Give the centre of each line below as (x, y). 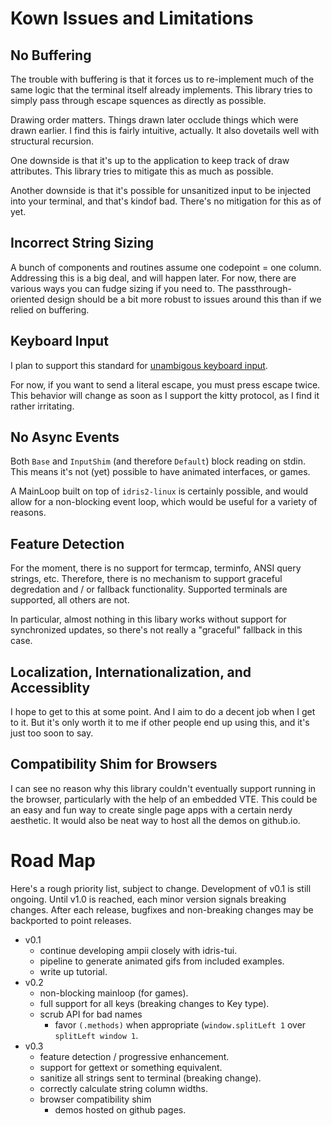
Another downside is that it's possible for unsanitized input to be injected (160, 190)
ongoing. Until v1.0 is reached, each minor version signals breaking (148, 899)
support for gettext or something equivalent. (131, 1067)
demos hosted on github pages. (120, 1109)
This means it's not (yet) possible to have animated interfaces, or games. (160, 472)
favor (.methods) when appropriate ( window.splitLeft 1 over (180, 1024)
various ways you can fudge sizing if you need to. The (122, 288)
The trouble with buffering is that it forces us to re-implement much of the (162, 79)
